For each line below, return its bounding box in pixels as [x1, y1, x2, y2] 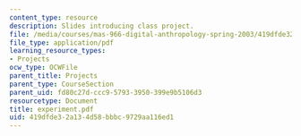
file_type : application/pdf [9, 38, 115, 47]
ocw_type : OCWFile [9, 64, 78, 72]
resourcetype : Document [9, 96, 99, 106]
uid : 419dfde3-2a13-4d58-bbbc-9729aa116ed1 [9, 113, 175, 122]
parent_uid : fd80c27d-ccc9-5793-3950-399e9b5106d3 [9, 88, 202, 97]
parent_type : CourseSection [9, 80, 115, 89]
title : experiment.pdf [9, 105, 94, 114]
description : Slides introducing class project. [9, 21, 194, 30]
